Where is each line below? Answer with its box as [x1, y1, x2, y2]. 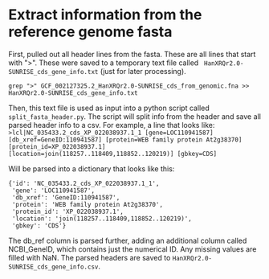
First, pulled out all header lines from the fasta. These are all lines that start [8, 49, 256, 59]
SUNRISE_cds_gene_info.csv [8, 263, 99, 271]
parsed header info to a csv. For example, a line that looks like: [8, 120, 215, 129]
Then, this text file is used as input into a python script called [8, 103, 210, 113]
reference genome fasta [8, 23, 173, 41]
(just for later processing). [100, 66, 186, 76]
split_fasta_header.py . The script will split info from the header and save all [8, 111, 261, 121]
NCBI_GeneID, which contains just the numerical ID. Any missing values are [8, 244, 257, 254]
